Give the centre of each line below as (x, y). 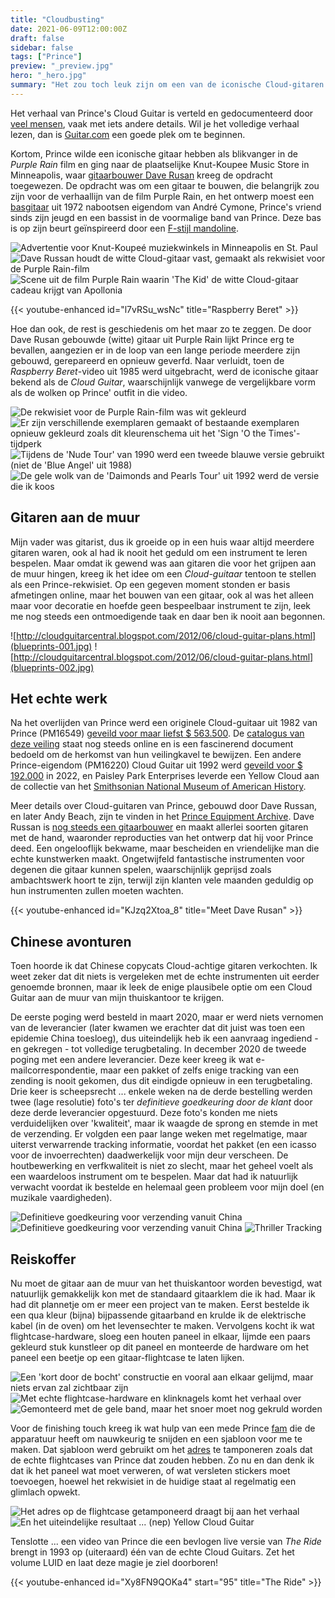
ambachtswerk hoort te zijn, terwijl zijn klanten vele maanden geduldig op (162, 880)
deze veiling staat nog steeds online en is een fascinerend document (152, 744)
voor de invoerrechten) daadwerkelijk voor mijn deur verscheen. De (149, 1155)
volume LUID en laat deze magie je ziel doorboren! (114, 1562)
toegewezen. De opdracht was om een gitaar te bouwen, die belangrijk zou (165, 185)
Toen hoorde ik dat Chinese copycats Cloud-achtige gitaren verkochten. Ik (164, 966)
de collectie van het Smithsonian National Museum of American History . (158, 787)
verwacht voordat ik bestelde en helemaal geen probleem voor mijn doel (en (167, 1187)
